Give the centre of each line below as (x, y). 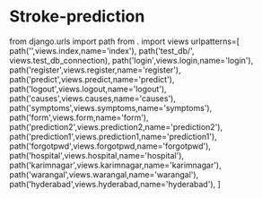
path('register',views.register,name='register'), (95, 70)
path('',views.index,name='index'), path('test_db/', (102, 50)
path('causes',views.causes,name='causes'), (93, 98)
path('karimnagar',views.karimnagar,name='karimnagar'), (115, 165)
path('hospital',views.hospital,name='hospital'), (97, 155)
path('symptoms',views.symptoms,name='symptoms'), (111, 108)
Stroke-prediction (77, 17)
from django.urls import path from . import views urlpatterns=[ (125, 41)
